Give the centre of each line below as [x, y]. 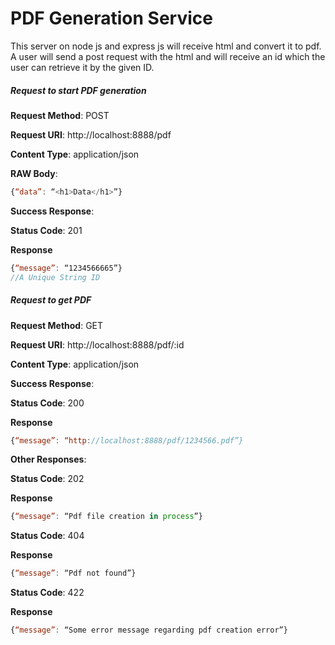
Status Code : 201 [46, 230]
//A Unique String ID [55, 277]
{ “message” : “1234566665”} [66, 268]
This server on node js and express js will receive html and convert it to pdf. [166, 46]
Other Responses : [48, 459]
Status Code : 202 [47, 479]
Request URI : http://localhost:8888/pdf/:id [97, 344]
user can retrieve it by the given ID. [82, 67]
